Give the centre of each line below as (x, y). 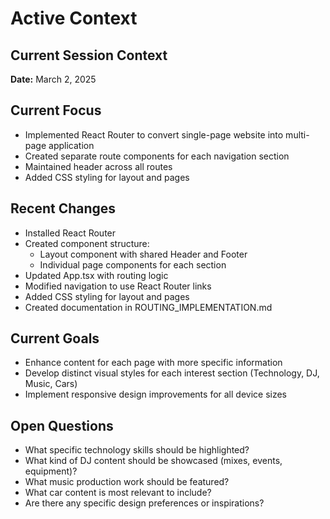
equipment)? (51, 471)
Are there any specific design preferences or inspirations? (144, 503)
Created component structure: (87, 243)
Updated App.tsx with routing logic (96, 275)
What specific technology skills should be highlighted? (137, 450)
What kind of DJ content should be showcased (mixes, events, (153, 461)
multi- (297, 134)
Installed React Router (70, 233)
